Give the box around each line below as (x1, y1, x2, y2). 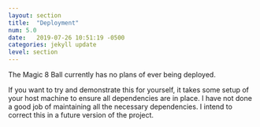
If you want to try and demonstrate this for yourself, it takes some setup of (8, 85, 250, 95)
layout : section (8, 11, 61, 20)
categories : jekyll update (8, 41, 97, 49)
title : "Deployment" (8, 19, 80, 27)
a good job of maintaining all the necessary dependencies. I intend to (8, 102, 232, 111)
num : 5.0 (8, 26, 37, 34)
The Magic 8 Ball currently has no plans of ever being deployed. (8, 70, 217, 79)
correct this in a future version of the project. (8, 110, 154, 119)
